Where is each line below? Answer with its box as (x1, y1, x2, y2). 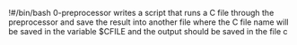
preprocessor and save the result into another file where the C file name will (8, 17, 289, 27)
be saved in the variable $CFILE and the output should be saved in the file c (8, 26, 288, 36)
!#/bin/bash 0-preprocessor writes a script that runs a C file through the (8, 8, 275, 18)
